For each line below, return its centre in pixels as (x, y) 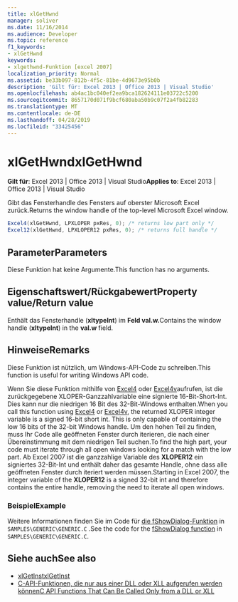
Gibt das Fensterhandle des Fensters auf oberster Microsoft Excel (104, 203)
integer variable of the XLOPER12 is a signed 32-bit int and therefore (108, 479)
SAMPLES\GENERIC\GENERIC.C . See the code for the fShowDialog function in (115, 529)
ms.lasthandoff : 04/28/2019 (49, 120)
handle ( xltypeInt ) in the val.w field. (60, 328)
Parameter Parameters (58, 253)
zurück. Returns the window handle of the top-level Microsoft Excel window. (118, 210)
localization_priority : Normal (54, 73)
